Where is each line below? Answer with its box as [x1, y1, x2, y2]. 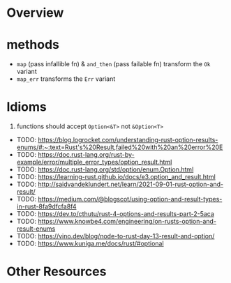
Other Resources [6, 263, 107, 280]
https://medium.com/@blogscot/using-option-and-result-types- [37, 195, 223, 204]
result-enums [16, 224, 56, 233]
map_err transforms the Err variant [16, 75, 116, 83]
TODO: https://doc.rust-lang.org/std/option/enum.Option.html [16, 165, 194, 174]
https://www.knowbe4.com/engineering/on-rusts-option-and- [37, 217, 217, 226]
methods [6, 37, 60, 53]
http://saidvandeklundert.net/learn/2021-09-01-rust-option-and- [37, 180, 224, 189]
